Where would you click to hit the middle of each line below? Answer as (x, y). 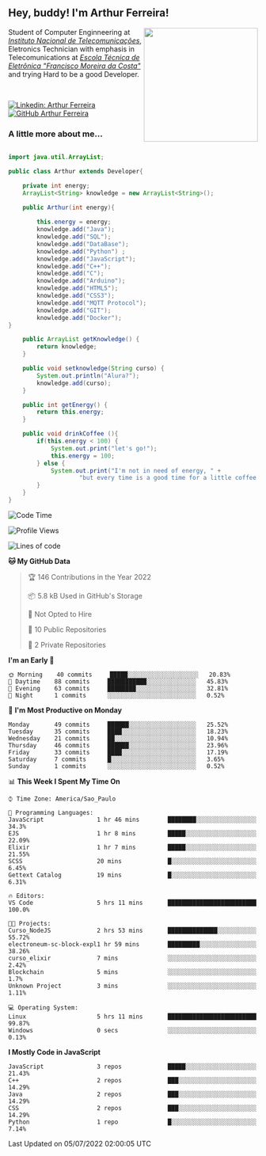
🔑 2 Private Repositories (67, 645)
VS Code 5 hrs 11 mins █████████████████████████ (133, 903)
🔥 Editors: (27, 896)
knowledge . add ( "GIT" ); (74, 310)
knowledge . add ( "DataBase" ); (83, 244)
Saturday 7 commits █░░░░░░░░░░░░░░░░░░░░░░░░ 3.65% (116, 759)
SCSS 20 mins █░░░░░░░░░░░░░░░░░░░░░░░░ (133, 861)
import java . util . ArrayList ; (56, 158)
